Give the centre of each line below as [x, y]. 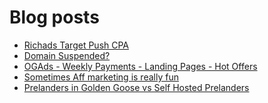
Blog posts [54, 17]
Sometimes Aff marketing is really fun [101, 77]
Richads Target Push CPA [76, 45]
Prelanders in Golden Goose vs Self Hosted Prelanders [136, 87]
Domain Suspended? [67, 55]
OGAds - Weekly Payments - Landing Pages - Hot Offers [140, 66]
